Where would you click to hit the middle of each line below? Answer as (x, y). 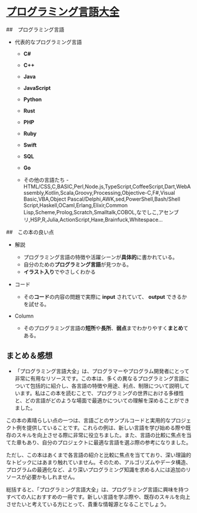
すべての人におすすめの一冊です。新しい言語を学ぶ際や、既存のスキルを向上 (98, 497)
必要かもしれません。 (52, 477)
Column (24, 316)
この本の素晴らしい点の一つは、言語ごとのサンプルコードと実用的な (89, 420)
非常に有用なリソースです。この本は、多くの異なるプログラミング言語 (99, 378)
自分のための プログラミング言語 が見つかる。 (78, 264)
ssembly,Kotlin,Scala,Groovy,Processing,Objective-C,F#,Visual (99, 192)
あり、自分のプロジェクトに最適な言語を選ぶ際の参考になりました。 (109, 442)
